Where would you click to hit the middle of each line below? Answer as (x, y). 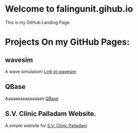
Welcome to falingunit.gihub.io (69, 9)
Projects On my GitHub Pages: (68, 42)
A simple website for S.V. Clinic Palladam (46, 125)
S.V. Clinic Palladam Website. (51, 114)
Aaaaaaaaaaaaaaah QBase (32, 99)
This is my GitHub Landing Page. (38, 22)
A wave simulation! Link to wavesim (41, 71)
